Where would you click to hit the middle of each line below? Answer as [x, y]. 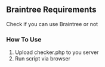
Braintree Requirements [51, 10]
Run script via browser [42, 59]
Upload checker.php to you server [57, 52]
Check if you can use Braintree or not [52, 24]
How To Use [24, 39]
